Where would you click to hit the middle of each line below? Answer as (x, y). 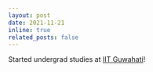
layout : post (29, 15)
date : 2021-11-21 (36, 23)
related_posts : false (44, 37)
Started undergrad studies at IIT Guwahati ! (77, 59)
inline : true (29, 30)
